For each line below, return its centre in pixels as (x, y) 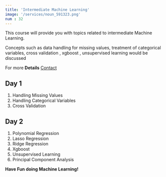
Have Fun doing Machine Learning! (42, 169)
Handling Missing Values (37, 95)
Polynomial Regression (36, 133)
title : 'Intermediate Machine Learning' (48, 10)
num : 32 (14, 19)
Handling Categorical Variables (44, 101)
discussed (16, 58)
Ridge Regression (30, 144)
